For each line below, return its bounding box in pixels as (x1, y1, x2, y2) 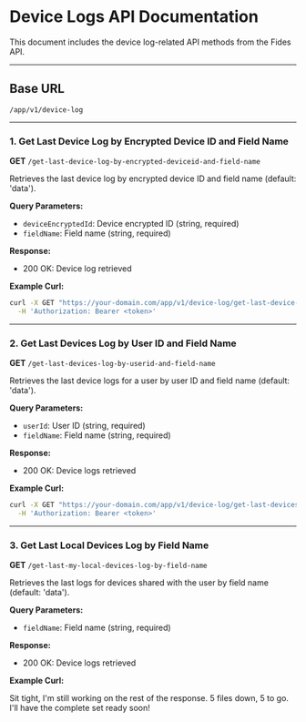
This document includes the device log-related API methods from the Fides (9, 36, 291, 47)
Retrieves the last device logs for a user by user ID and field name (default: (9, 375, 290, 386)
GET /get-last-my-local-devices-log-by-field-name (9, 560, 208, 571)
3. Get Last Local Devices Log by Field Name (9, 539, 209, 552)
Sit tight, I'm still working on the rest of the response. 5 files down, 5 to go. (9, 693, 290, 704)
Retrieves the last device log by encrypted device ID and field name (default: (9, 173, 297, 184)
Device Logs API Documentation (9, 6, 260, 27)
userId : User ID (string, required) (22, 421, 146, 432)
